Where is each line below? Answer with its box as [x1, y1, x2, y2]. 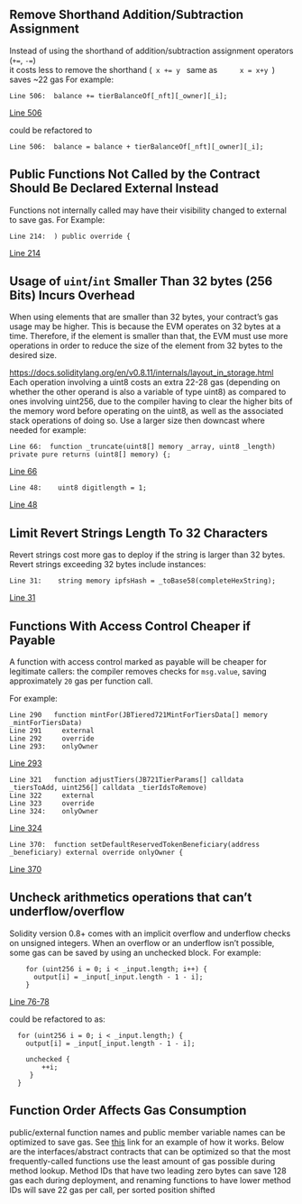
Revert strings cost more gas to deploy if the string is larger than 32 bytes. [9, 549, 286, 560]
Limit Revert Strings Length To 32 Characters [9, 525, 269, 540]
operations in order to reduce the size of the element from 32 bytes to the [9, 340, 283, 351]
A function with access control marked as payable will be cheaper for [9, 657, 268, 667]
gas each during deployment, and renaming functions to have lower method [9, 1174, 291, 1185]
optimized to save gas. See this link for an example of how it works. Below [9, 1136, 285, 1147]
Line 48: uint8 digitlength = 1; [9, 483, 147, 492]
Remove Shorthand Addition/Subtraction [9, 7, 244, 23]
